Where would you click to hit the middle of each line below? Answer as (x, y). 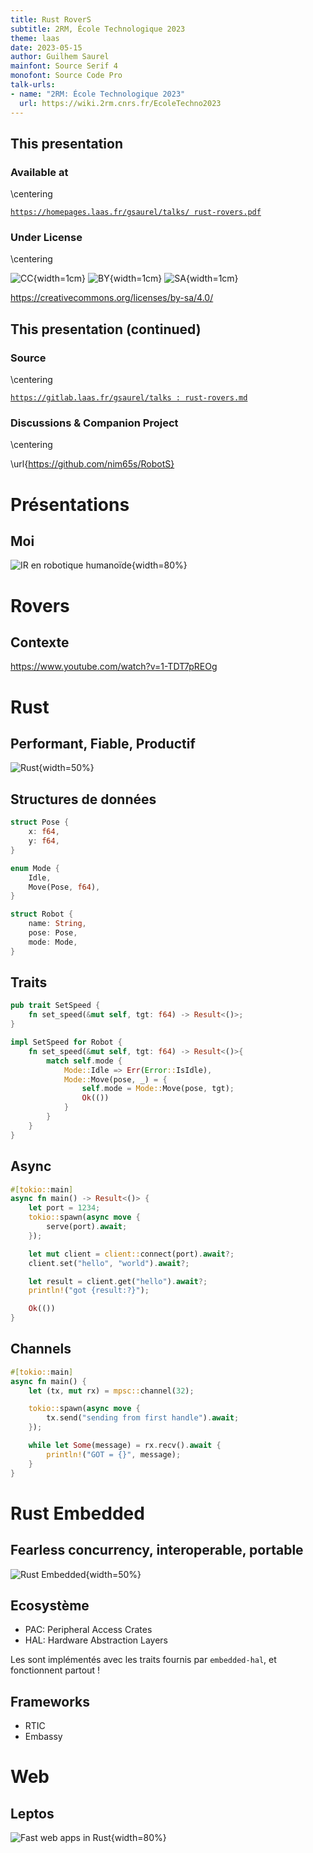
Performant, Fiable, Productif (103, 744)
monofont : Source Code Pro (66, 76)
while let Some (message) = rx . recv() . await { (125, 1446)
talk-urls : (33, 85)
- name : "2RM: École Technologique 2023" (98, 94)
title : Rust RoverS (51, 19)
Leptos (32, 1813)
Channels (41, 1349)
